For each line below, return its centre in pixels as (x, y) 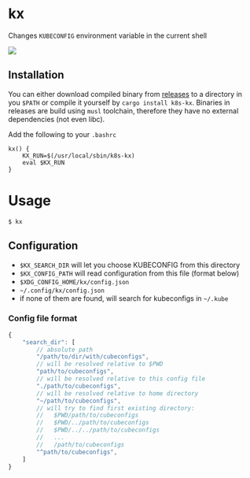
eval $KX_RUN (44, 162)
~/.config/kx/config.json (62, 291)
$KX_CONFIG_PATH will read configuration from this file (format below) (129, 273)
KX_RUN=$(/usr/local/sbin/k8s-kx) (79, 156)
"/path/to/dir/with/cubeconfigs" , (93, 357)
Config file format (43, 318)
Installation (36, 75)
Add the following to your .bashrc (62, 134)
